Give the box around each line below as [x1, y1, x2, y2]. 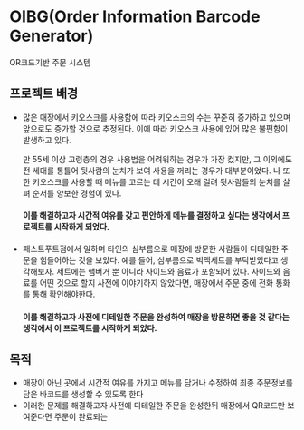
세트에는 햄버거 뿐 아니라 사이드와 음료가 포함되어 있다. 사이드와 [56, 266, 281, 277]
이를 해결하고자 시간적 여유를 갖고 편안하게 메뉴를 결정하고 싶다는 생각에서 [22, 210, 280, 221]
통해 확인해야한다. [32, 288, 96, 299]
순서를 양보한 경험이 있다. [32, 188, 122, 199]
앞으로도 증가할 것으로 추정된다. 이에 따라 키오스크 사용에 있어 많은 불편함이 [22, 122, 289, 133]
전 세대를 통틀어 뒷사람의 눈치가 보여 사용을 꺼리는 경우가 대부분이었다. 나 [22, 165, 281, 176]
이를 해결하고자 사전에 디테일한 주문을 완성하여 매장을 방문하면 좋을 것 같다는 [22, 311, 290, 322]
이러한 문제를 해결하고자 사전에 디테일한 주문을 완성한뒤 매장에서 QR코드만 [22, 400, 286, 411]
